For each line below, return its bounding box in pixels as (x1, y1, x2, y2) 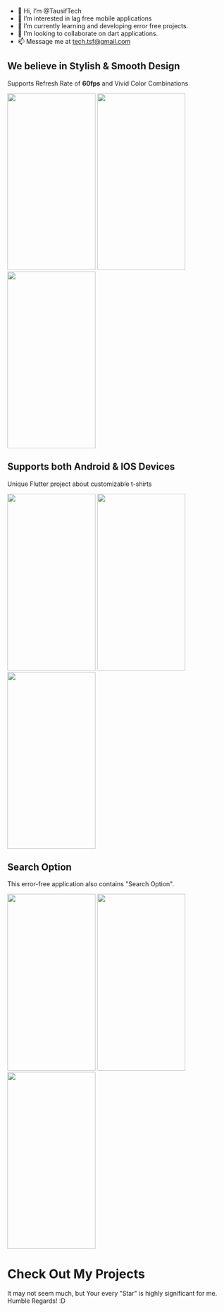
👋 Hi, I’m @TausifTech (17, 7, 82, 15)
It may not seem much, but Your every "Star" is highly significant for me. (7, 1289, 218, 1298)
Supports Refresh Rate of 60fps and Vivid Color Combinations (7, 79, 189, 88)
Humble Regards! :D (7, 1296, 66, 1305)
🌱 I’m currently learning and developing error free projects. (17, 22, 189, 30)
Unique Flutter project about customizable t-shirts (7, 480, 152, 488)
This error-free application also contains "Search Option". (7, 880, 175, 888)
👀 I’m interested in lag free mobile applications (17, 14, 152, 23)
